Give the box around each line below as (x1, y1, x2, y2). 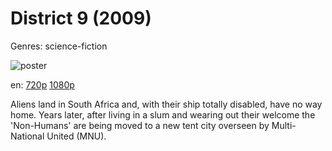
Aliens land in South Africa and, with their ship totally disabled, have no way (10, 98, 323, 110)
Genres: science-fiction (10, 40, 108, 52)
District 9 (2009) (10, 7, 152, 30)
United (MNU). (46, 130, 107, 142)
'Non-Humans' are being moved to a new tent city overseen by (10, 119, 270, 131)
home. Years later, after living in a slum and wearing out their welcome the (10, 108, 316, 121)
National (10, 130, 45, 142)
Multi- (271, 119, 297, 131)
